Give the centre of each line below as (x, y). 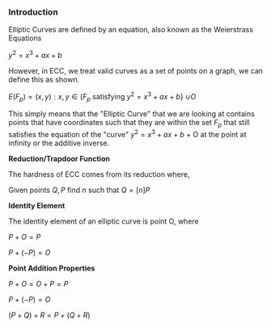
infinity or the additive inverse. (59, 143)
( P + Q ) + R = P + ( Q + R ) (49, 315)
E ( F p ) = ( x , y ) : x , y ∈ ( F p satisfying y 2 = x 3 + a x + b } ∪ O (102, 96)
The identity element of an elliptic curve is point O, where (104, 221)
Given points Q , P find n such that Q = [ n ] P (79, 190)
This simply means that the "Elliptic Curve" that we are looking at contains (131, 114)
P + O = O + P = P (38, 283)
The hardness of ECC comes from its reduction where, (99, 174)
